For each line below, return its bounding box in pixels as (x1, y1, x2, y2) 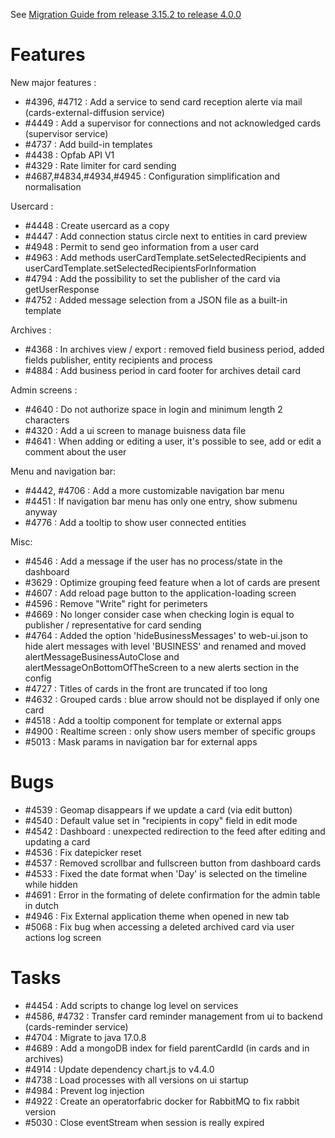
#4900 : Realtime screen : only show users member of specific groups (24, 725, 316, 737)
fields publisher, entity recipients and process (24, 354, 213, 366)
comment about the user (24, 445, 127, 458)
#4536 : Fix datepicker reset (24, 846, 142, 858)
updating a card (24, 835, 91, 848)
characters (24, 414, 70, 426)
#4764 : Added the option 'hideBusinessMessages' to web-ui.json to (24, 629, 308, 641)
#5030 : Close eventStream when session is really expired (24, 1116, 265, 1128)
